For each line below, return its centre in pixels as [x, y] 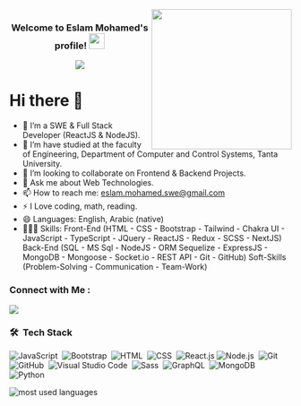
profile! [71, 46]
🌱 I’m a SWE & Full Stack [68, 125]
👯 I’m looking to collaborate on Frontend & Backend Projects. [134, 173]
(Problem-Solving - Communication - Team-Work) [115, 267]
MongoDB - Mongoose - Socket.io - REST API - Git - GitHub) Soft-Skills [154, 257]
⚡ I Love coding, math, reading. [80, 206]
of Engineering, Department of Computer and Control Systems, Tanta [150, 154]
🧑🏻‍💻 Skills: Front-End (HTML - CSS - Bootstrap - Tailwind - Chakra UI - [153, 229]
